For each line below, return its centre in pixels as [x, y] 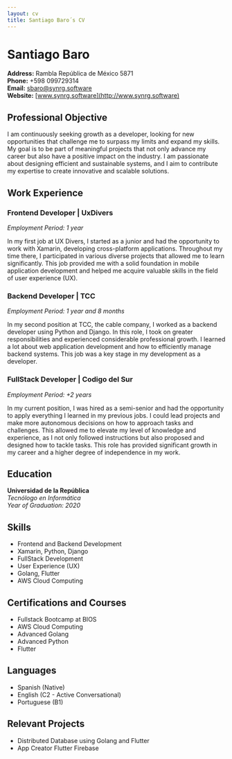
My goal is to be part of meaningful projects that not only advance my [107, 149]
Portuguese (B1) [40, 702]
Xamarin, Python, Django [53, 552]
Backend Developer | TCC [51, 296]
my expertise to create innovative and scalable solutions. [88, 171]
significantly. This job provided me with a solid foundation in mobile [103, 263]
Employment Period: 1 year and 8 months [66, 311]
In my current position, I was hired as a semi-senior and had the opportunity [116, 408]
